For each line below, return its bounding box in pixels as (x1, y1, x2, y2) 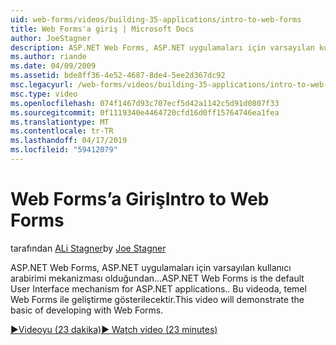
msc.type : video (10, 89, 78, 99)
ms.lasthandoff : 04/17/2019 (10, 136, 128, 146)
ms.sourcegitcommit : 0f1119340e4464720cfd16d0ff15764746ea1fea (10, 107, 280, 118)
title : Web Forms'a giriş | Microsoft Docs (10, 24, 195, 34)
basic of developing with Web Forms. (10, 304, 164, 316)
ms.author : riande (10, 52, 87, 62)
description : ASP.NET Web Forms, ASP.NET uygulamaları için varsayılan (10, 42, 315, 53)
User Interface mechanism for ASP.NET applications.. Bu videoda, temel (10, 282, 307, 295)
